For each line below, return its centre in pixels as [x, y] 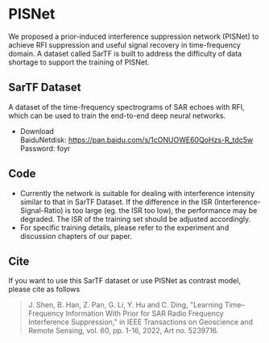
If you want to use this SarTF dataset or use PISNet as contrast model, [125, 281]
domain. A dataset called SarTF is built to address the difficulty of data [125, 53]
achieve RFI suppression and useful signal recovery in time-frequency [125, 44]
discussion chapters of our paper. [76, 236]
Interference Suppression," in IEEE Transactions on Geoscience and [141, 322]
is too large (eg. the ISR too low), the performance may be [161, 210]
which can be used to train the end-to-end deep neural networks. [117, 115]
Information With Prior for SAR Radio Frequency [145, 314]
